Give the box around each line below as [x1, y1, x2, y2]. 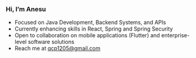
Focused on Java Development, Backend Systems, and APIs [14, 19, 166, 26]
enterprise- [161, 32, 190, 39]
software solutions [27, 38, 74, 46]
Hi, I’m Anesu [5, 5, 46, 13]
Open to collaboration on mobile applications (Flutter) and [14, 32, 160, 39]
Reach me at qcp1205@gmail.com [14, 45, 101, 52]
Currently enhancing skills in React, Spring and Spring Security [14, 25, 173, 32]
